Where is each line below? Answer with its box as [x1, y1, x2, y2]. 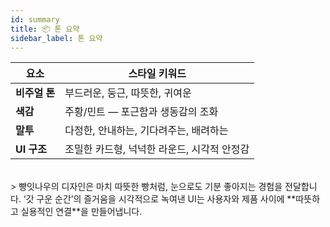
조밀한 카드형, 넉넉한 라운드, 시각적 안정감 [64, 142, 250, 156]
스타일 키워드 [128, 67, 187, 81]
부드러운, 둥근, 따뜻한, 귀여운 [64, 86, 192, 100]
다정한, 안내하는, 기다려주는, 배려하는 [64, 124, 229, 138]
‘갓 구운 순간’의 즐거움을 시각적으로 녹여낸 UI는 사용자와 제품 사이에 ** [23, 193, 297, 205]
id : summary [10, 14, 60, 25]
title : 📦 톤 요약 [10, 24, 80, 34]
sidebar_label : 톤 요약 [10, 33, 103, 43]
